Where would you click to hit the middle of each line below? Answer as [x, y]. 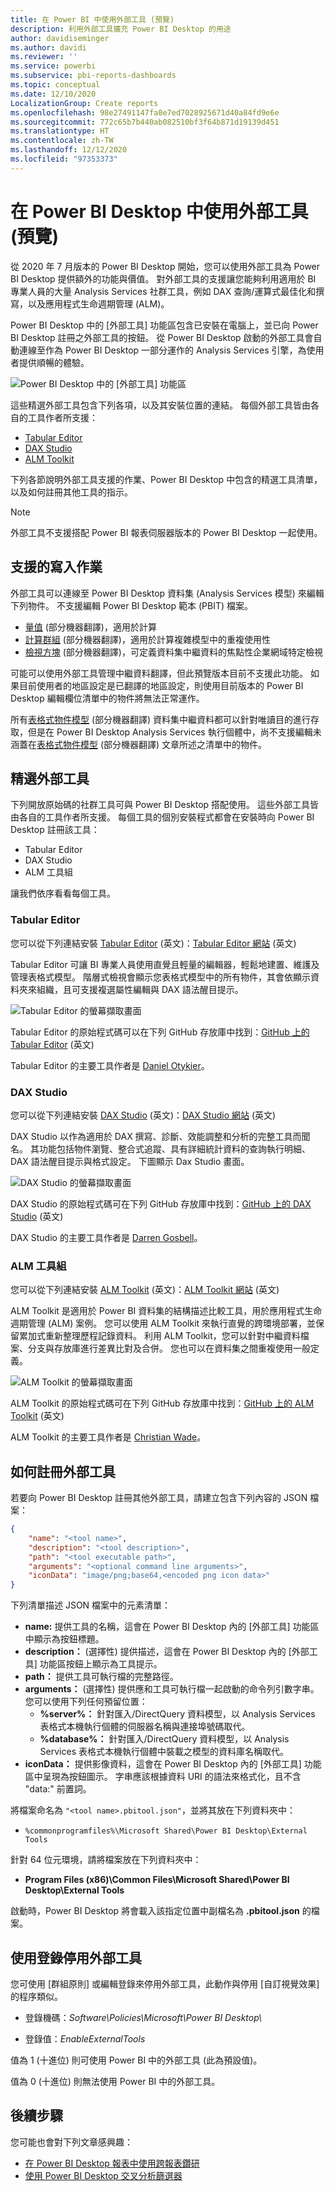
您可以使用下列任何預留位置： [86, 1702]
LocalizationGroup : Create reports [84, 103]
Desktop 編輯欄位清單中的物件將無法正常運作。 [107, 698]
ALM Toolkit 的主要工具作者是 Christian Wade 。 [108, 1437]
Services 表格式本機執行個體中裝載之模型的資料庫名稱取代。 [164, 1752]
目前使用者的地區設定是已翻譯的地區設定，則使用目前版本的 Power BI [161, 685]
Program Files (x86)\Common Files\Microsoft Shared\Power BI [157, 1880]
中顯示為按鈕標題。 [64, 1639]
